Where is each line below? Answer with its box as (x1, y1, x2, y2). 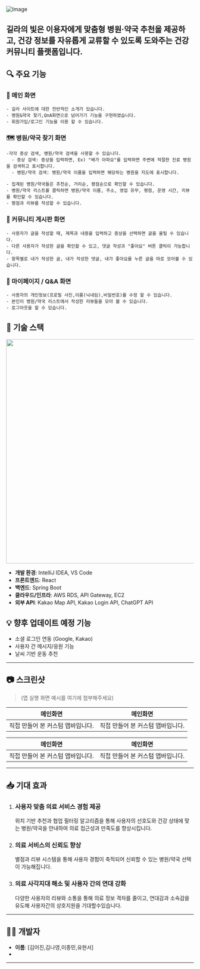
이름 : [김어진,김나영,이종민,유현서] (14, 943, 94, 950)
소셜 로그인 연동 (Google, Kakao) (14, 635, 93, 642)
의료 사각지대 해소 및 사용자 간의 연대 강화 (14, 879, 126, 888)
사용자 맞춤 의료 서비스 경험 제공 (14, 802, 101, 811)
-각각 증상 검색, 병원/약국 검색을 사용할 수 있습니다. (6, 151, 121, 157)
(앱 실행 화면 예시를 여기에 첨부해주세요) (20, 694, 114, 702)
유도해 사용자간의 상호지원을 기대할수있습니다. (14, 901, 122, 909)
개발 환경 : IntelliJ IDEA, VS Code (14, 568, 93, 576)
